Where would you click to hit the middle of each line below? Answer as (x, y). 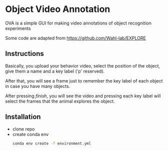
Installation (23, 117)
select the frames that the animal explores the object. (60, 101)
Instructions (24, 54)
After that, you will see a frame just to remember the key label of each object (84, 80)
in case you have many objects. (38, 86)
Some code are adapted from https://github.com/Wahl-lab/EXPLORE (76, 38)
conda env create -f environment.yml (52, 143)
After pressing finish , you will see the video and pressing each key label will (83, 95)
